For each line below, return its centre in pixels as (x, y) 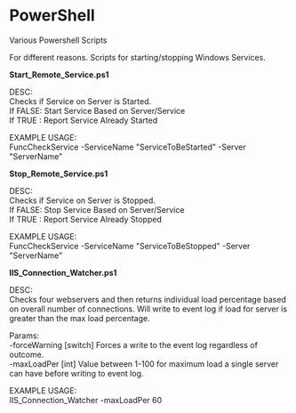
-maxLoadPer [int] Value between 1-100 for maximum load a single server (144, 364)
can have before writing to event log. (76, 373)
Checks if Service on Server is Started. (80, 101)
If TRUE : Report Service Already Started (84, 120)
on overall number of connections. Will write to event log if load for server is (148, 309)
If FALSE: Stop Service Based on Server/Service (97, 209)
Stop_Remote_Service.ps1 (59, 174)
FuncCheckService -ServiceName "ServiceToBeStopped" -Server (130, 246)
